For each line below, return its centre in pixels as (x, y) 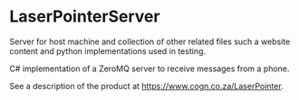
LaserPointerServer (85, 17)
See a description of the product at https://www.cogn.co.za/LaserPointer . (146, 86)
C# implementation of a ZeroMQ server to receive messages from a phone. (149, 68)
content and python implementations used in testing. (108, 50)
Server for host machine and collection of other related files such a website (150, 41)
